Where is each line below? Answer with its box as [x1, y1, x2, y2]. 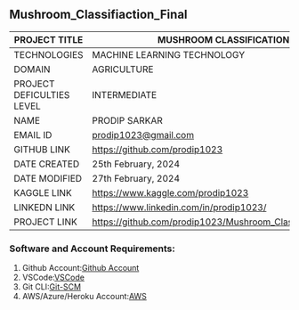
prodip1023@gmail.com [92, 128, 194, 141]
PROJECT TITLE [13, 33, 84, 45]
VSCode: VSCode [21, 272, 85, 283]
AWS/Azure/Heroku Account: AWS [21, 291, 147, 302]
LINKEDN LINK [13, 200, 76, 213]
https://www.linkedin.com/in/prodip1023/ [92, 200, 267, 213]
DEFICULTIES [13, 88, 70, 101]
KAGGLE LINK [13, 186, 73, 199]
